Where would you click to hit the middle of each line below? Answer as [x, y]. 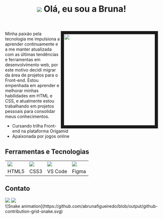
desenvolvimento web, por [32, 65]
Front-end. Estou [22, 80]
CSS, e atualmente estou [30, 101]
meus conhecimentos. [27, 117]
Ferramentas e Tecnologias [47, 152]
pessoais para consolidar [30, 111]
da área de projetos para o [32, 75]
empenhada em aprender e [32, 86]
